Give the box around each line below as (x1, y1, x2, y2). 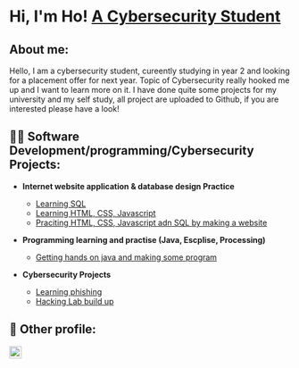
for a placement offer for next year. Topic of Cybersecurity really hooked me (9, 75, 290, 86)
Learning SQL (35, 198, 87, 209)
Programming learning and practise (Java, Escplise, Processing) (21, 234, 266, 245)
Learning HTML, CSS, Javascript (35, 207, 156, 218)
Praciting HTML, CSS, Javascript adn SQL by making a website (35, 217, 268, 228)
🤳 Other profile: (9, 322, 96, 337)
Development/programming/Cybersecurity (9, 143, 254, 158)
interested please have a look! (9, 104, 120, 113)
